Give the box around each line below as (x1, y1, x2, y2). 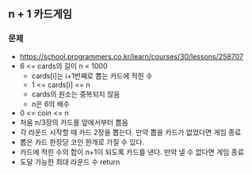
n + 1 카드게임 (8, 7, 73, 21)
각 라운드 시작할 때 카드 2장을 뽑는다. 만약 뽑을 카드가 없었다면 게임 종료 (19, 127, 242, 137)
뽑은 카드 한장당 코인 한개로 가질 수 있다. (19, 137, 145, 146)
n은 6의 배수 (31, 99, 70, 108)
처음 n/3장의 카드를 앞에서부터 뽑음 (19, 117, 128, 127)
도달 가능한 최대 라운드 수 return (19, 157, 120, 166)
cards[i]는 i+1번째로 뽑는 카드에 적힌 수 (31, 70, 153, 81)
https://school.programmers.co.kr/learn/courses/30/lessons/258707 (19, 51, 244, 61)
